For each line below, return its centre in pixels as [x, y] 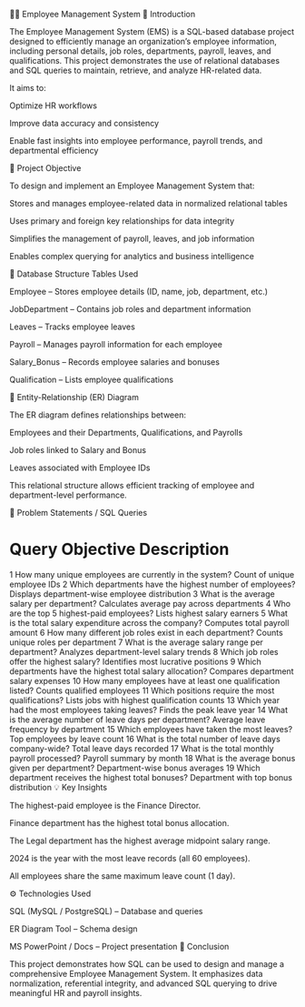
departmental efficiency [54, 151]
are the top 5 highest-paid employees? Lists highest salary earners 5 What [149, 613]
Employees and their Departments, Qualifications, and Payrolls [126, 433]
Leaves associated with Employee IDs [80, 468]
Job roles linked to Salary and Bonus [78, 450]
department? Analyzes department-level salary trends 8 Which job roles [144, 651]
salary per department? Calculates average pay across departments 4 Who [150, 603]
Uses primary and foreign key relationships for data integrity [122, 221]
